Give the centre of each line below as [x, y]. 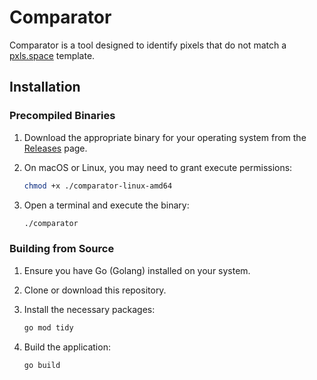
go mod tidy [48, 327]
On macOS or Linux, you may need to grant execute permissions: [158, 167]
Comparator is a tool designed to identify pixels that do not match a [148, 45]
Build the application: [67, 347]
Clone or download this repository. [95, 290]
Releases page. [55, 148]
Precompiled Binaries [62, 116]
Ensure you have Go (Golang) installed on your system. [137, 270]
